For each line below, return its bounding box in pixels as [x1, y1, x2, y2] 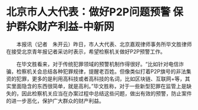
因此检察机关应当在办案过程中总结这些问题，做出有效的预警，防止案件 [21, 89, 192, 97]
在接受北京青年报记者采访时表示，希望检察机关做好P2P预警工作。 [6, 48, 166, 55]
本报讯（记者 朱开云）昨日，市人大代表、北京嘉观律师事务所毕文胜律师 [16, 41, 192, 48]
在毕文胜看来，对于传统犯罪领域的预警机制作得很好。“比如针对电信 [16, 60, 179, 68]
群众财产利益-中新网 [16, 20, 115, 34]
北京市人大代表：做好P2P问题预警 [6, 5, 171, 19]
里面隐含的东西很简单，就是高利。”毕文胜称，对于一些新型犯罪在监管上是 [11, 82, 187, 89]
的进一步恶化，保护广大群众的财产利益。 [6, 97, 104, 104]
